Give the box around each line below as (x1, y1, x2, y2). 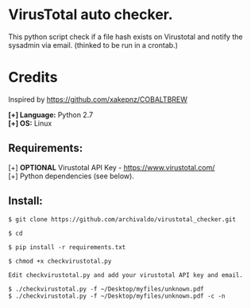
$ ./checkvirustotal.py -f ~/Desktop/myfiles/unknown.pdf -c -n (8, 292, 226, 300)
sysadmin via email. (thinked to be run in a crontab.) (8, 40, 179, 49)
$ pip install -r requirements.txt (8, 243, 126, 251)
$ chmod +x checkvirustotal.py (8, 257, 112, 265)
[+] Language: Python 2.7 (8, 110, 94, 119)
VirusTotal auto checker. (8, 6, 173, 24)
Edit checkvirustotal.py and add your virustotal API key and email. (8, 271, 244, 279)
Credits (8, 68, 58, 87)
